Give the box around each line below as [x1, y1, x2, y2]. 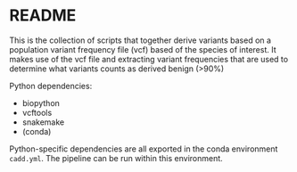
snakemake [21, 117, 65, 127]
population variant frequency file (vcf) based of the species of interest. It [9, 44, 276, 54]
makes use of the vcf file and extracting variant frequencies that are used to [9, 53, 288, 64]
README [9, 5, 77, 26]
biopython [21, 97, 61, 108]
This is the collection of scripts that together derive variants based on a [9, 35, 272, 45]
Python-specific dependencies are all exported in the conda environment [9, 143, 278, 154]
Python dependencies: [9, 80, 93, 91]
